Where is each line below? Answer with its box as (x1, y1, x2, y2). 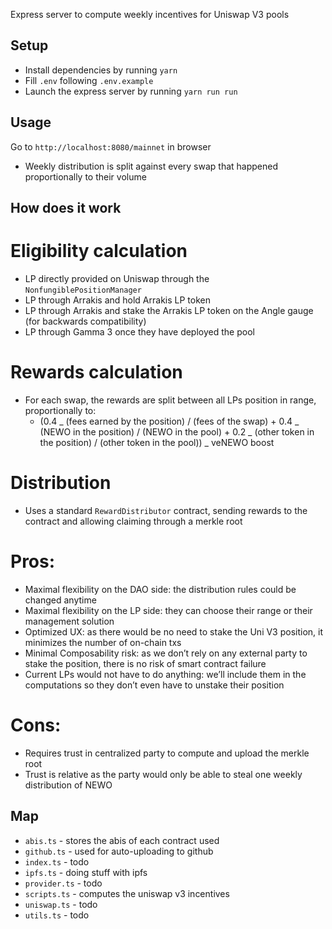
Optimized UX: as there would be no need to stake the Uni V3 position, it (24, 625, 324, 638)
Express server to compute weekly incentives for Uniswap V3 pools (10, 9, 290, 20)
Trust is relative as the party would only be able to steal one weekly (24, 768, 303, 780)
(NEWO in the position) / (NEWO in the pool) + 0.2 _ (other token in (39, 425, 315, 438)
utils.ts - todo (24, 909, 90, 921)
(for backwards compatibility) (24, 315, 147, 327)
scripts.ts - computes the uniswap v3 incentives (24, 887, 230, 899)
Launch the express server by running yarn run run (24, 85, 238, 97)
